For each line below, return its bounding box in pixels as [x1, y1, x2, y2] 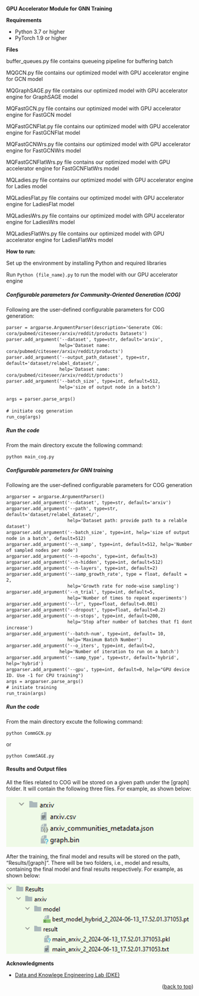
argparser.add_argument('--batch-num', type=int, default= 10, [6, 631, 166, 637]
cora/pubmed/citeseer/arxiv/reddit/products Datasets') [6, 330, 147, 336]
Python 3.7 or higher [14, 28, 65, 35]
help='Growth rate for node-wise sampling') [67, 583, 179, 589]
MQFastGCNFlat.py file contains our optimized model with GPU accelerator [6, 123, 190, 130]
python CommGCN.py [6, 730, 52, 736]
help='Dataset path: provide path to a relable [67, 517, 187, 523]
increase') [6, 625, 33, 631]
